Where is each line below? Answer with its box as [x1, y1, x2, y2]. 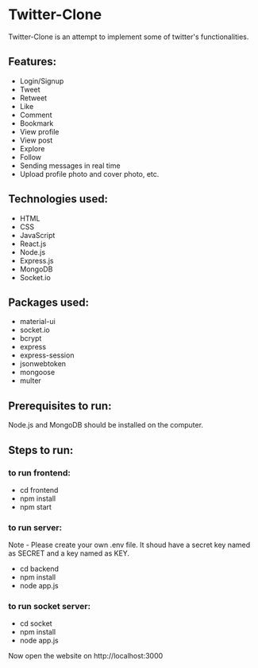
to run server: [8, 522, 62, 533]
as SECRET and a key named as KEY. [8, 549, 129, 558]
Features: [8, 55, 57, 68]
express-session [19, 350, 75, 360]
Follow [19, 152, 42, 162]
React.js [19, 239, 47, 248]
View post [19, 135, 53, 145]
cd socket [19, 619, 53, 628]
